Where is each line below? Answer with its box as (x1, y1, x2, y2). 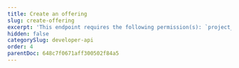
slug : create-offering (7, 17, 75, 24)
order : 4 (7, 43, 33, 50)
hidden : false (7, 30, 50, 38)
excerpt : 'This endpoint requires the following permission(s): (7, 23, 202, 30)
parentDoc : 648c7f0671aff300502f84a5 (7, 50, 119, 57)
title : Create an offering (7, 10, 87, 18)
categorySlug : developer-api (7, 37, 94, 44)
